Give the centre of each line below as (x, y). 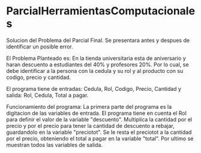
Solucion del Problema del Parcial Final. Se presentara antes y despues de (98, 40)
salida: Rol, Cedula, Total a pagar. (47, 95)
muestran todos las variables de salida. (55, 145)
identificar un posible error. (40, 47)
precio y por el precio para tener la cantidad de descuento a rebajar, (91, 126)
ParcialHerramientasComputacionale (101, 11)
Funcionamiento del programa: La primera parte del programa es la (89, 106)
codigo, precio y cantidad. (38, 77)
